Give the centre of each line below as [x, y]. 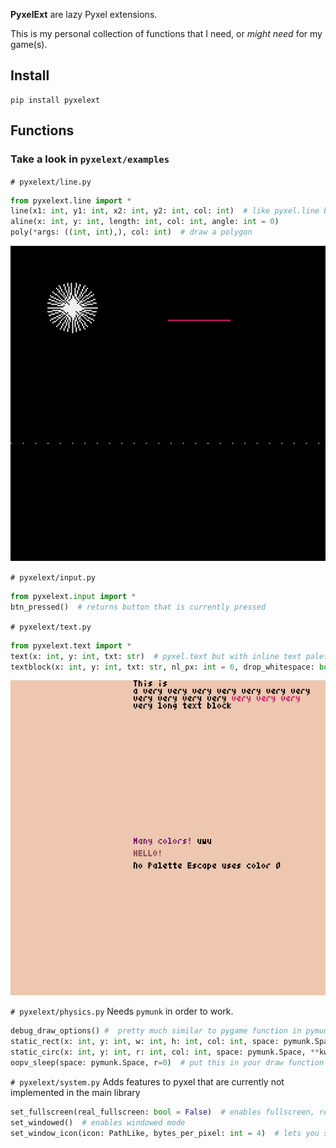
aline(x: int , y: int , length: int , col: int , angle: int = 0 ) [145, 222]
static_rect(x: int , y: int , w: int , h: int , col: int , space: [145, 1042]
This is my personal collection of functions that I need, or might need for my [166, 33]
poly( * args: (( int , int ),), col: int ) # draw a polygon [131, 232]
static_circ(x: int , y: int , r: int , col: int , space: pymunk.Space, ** [165, 1052]
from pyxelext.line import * [71, 200]
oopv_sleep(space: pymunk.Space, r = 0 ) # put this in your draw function [167, 1063]
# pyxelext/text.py [51, 627]
